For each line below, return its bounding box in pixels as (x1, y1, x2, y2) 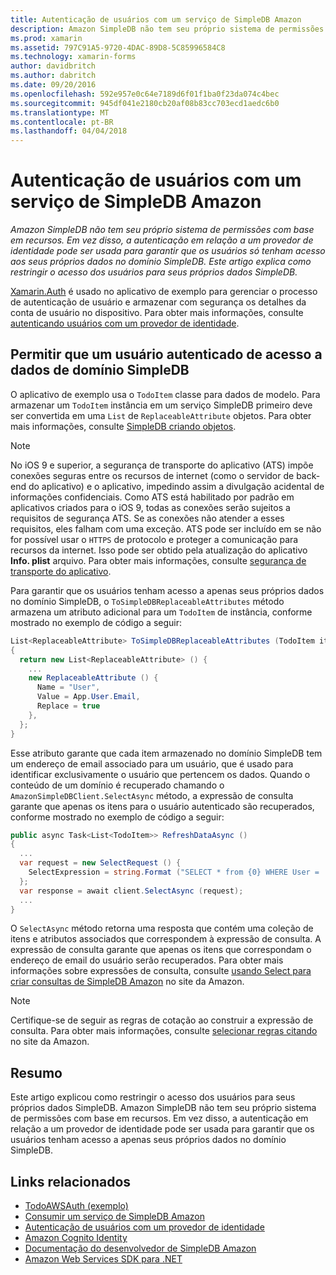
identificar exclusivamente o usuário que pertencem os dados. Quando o (10, 768, 311, 780)
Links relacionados (10, 1173, 132, 1190)
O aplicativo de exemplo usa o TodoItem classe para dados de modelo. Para (10, 388, 321, 400)
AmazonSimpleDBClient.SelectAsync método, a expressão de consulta (10, 789, 294, 801)
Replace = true (36, 701, 101, 711)
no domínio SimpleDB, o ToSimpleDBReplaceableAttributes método (10, 595, 285, 607)
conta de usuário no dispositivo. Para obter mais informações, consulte (10, 307, 304, 319)
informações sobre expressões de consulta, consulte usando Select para (10, 965, 312, 977)
